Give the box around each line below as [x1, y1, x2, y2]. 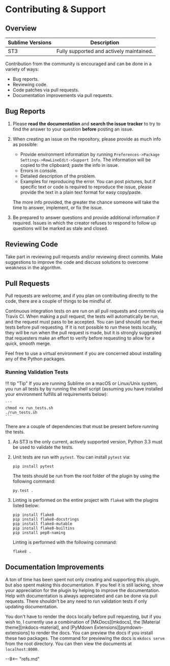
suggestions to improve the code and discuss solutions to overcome [5, 259, 149, 265]
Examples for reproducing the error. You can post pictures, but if [20, 178, 156, 184]
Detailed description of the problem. [20, 172, 96, 179]
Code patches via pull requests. [12, 87, 79, 93]
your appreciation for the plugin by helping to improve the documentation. [5, 587, 160, 593]
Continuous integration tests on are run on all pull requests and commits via [5, 308, 164, 314]
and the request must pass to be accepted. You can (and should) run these [5, 319, 163, 325]
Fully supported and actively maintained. [56, 47, 154, 55]
